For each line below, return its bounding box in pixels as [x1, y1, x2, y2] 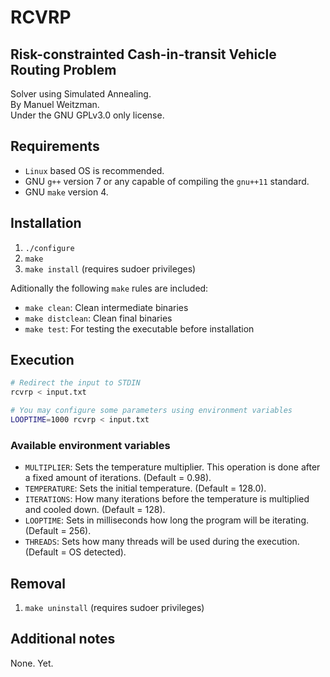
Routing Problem [10, 61, 117, 78]
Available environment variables [10, 438, 171, 452]
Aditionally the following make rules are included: [10, 282, 209, 294]
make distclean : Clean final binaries [24, 312, 173, 324]
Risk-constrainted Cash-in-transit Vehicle [10, 46, 277, 63]
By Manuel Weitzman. [10, 99, 100, 110]
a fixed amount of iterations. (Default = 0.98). [24, 472, 212, 484]
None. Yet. [10, 657, 54, 669]
